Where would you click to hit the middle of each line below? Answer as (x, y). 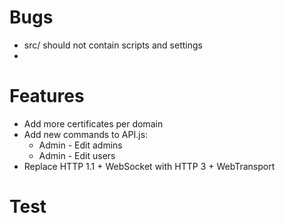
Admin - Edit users (77, 155)
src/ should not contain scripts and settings (113, 45)
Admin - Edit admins (80, 145)
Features (47, 96)
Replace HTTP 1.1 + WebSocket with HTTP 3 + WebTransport (149, 166)
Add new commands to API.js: (86, 134)
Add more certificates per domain (93, 123)
